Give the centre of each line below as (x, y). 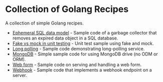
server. (20, 75)
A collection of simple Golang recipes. (44, 23)
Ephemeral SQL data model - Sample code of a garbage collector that (85, 32)
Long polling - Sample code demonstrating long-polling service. (78, 48)
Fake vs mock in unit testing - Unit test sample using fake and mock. (83, 43)
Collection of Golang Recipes (67, 9)
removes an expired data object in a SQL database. (65, 38)
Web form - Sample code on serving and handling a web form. (77, 64)
